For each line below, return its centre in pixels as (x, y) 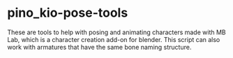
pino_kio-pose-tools (68, 13)
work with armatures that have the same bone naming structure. (99, 47)
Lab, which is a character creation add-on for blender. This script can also (114, 39)
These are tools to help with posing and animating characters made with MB (116, 32)
